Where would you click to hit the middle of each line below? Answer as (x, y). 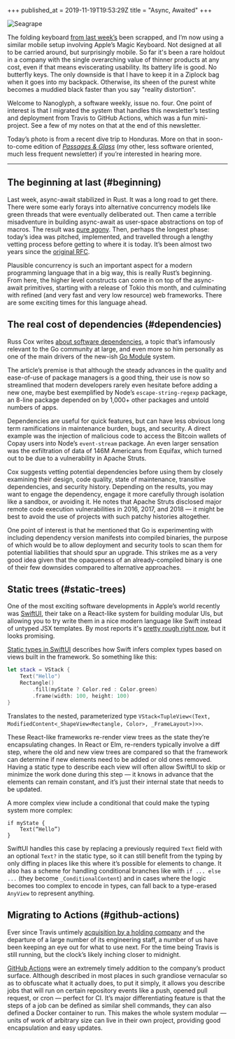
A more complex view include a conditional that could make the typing (108, 803)
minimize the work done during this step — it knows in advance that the (111, 774)
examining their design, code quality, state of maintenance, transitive (107, 479)
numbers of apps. (33, 407)
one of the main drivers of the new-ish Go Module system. (91, 356)
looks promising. (31, 636)
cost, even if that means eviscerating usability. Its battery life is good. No (112, 67)
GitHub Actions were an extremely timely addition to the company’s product (116, 968)
